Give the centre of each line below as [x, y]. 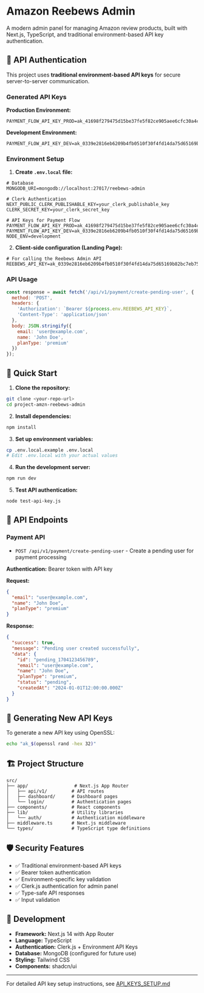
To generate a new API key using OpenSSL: [61, 733]
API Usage [22, 280]
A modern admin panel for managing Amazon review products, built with [97, 28]
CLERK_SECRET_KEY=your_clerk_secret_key [58, 210]
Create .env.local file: [44, 172]
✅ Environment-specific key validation [63, 879]
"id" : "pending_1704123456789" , [58, 660]
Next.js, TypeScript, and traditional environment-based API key [85, 34]
